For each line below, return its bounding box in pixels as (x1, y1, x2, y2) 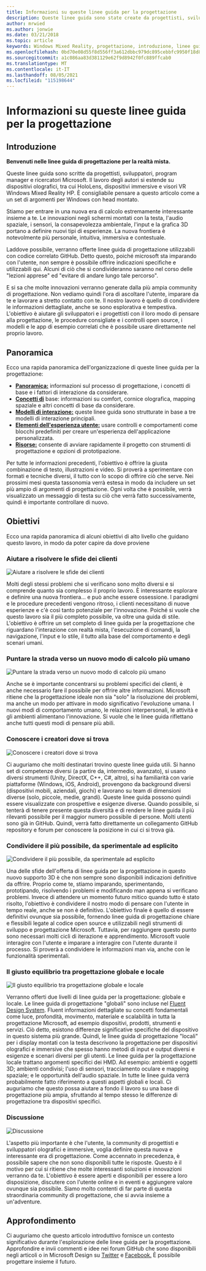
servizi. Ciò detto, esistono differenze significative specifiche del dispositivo (6, 1026, 199, 1033)
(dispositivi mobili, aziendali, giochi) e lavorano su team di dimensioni (6, 787, 181, 794)
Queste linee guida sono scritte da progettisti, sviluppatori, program (6, 170, 177, 177)
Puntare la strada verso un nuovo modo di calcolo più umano (6, 654, 190, 663)
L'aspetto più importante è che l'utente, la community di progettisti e (6, 1139, 179, 1146)
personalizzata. (15, 434, 55, 441)
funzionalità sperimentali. (6, 952, 71, 959)
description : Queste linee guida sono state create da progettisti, (6, 15, 185, 21)
